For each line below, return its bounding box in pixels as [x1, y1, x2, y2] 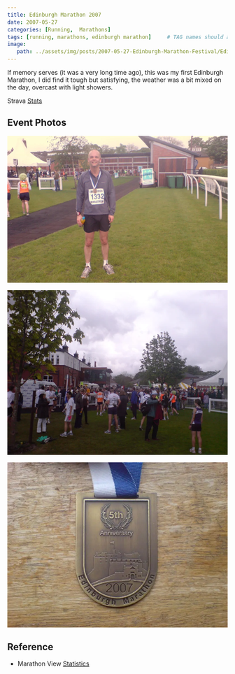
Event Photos [7, 117, 66, 129]
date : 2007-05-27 [7, 18, 58, 26]
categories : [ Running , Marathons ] [7, 26, 111, 33]
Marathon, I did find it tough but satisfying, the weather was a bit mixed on [7, 76, 222, 84]
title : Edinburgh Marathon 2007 [7, 11, 101, 18]
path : [16, 48, 33, 55]
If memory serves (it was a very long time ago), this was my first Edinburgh [7, 69, 224, 76]
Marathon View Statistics [17, 659, 90, 668]
